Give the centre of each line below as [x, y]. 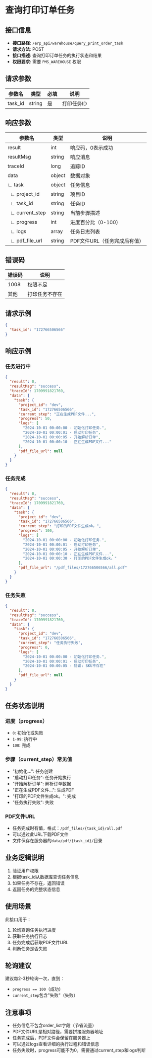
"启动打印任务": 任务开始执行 [42, 777]
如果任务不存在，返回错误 [38, 883]
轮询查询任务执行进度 [34, 930]
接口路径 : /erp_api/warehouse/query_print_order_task [68, 43]
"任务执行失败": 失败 [33, 802]
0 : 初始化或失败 [28, 733]
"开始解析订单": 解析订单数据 [42, 784]
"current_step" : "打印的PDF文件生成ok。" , [60, 526]
